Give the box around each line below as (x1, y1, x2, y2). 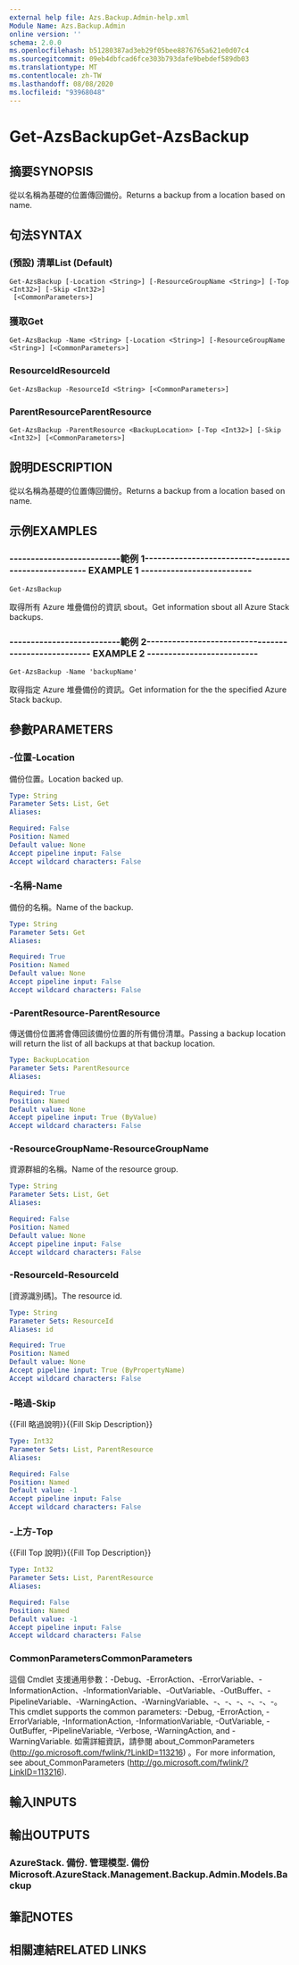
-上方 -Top (9, 1525, 54, 1537)
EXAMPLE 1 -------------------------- (87, 564, 253, 577)
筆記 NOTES (9, 1909, 74, 1925)
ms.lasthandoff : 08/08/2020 (9, 79, 114, 88)
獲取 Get (9, 315, 44, 328)
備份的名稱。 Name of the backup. (9, 901, 134, 912)
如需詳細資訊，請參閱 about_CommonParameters (74, 1735, 255, 1746)
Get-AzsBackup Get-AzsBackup (9, 126, 250, 146)
